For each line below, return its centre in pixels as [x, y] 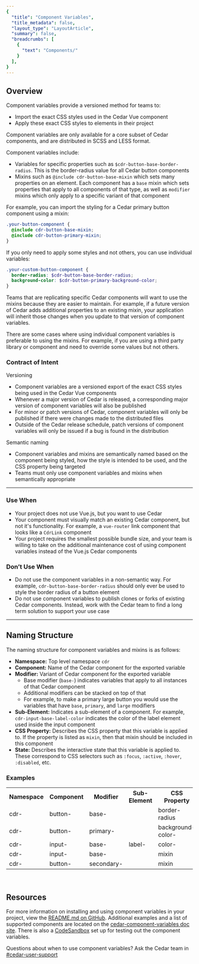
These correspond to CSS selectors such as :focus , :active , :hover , [98, 756]
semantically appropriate [45, 479]
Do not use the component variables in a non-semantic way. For [93, 580]
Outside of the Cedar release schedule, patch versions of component [99, 425]
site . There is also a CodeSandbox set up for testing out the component [93, 930]
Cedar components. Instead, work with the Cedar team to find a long [98, 605]
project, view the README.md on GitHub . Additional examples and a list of [97, 918]
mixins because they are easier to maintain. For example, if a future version [98, 304]
